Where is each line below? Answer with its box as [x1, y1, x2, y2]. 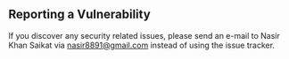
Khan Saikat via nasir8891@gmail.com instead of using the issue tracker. [8, 40, 276, 50]
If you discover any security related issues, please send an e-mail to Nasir [8, 30, 280, 41]
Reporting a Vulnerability [8, 7, 151, 22]
